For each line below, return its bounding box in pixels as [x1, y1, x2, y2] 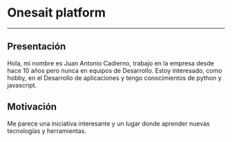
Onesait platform [7, 5, 106, 21]
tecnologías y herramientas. [7, 126, 87, 135]
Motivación [7, 101, 57, 113]
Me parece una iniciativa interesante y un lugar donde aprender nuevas [7, 119, 211, 128]
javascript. [7, 81, 37, 89]
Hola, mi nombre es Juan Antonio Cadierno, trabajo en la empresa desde [7, 59, 214, 67]
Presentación [7, 41, 66, 52]
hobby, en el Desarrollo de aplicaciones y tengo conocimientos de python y [7, 74, 222, 82]
